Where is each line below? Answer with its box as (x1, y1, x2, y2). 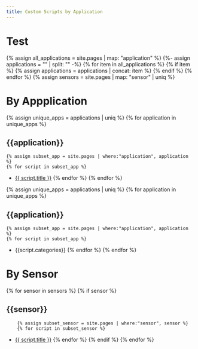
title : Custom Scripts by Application (6, 8, 103, 15)
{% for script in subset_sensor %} (17, 325, 106, 332)
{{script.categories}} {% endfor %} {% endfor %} (14, 246, 137, 254)
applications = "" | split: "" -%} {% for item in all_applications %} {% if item (6, 60, 190, 68)
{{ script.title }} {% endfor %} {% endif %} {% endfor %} (14, 336, 154, 343)
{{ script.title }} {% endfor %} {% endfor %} (14, 174, 123, 182)
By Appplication (6, 94, 88, 108)
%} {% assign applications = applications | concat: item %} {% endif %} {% (6, 67, 193, 74)
